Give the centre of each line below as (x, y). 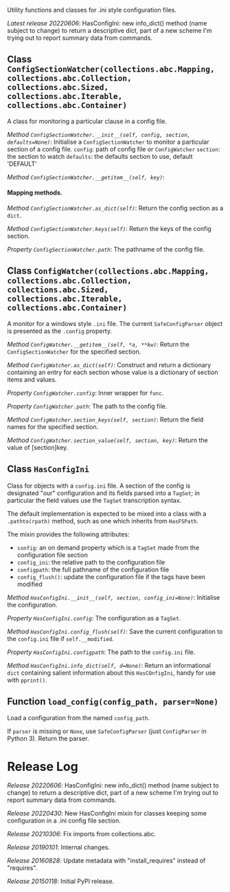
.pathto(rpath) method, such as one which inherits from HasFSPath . (103, 521)
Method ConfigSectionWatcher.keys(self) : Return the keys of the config (109, 229)
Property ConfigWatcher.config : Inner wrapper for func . (85, 393)
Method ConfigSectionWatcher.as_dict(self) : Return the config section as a (115, 208)
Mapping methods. (35, 193)
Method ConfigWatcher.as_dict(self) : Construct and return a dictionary (109, 365)
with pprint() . (27, 679)
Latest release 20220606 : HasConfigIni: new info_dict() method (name (107, 23)
